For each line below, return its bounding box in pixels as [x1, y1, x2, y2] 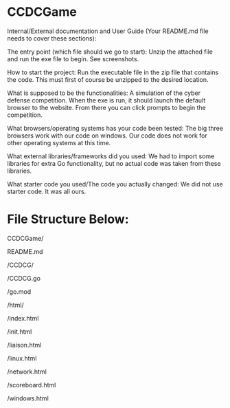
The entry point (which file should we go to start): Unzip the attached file [7, 47, 213, 56]
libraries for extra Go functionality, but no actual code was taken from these [7, 159, 221, 167]
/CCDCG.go [7, 274, 41, 282]
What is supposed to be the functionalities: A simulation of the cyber [7, 89, 201, 97]
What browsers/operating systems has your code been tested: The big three [7, 124, 224, 132]
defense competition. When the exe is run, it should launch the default [7, 96, 206, 104]
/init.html [7, 328, 32, 336]
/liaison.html [7, 341, 42, 349]
